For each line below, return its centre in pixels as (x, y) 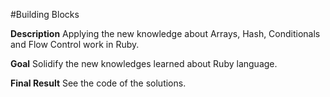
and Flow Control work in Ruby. (75, 44)
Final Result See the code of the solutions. (98, 83)
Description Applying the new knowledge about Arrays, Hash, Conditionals (165, 33)
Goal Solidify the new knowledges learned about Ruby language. (144, 63)
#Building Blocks (45, 14)
